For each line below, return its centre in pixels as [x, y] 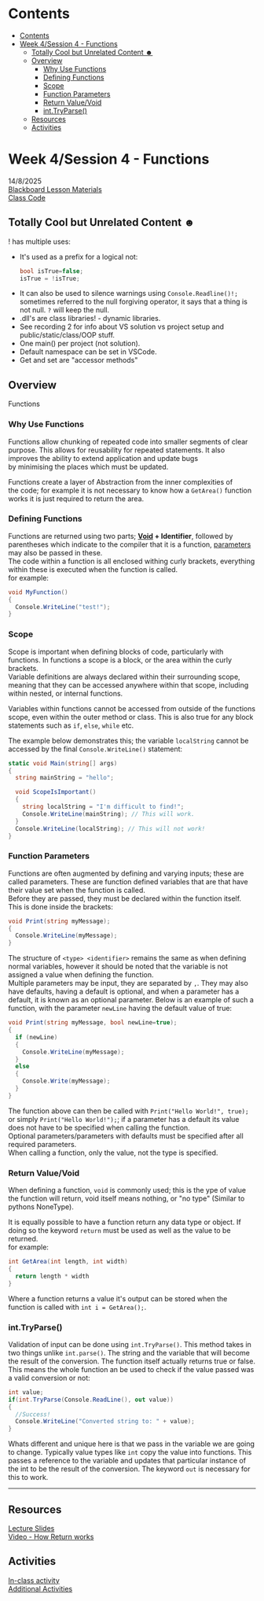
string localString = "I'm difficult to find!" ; [103, 807]
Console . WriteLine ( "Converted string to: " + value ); [105, 1422]
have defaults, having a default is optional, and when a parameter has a [124, 991]
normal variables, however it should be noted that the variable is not [118, 967]
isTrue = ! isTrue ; [49, 279]
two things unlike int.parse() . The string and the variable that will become [129, 1352]
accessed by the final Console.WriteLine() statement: [95, 749]
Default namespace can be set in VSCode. [88, 352]
